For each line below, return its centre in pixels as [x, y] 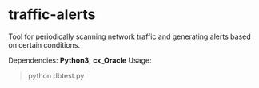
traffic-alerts [52, 15]
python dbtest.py [56, 75]
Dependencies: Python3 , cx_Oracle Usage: [80, 60]
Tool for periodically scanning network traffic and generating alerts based [129, 36]
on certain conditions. [44, 44]
